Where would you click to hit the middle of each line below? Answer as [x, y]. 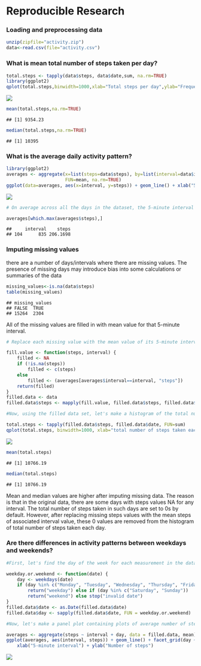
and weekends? [30, 551]
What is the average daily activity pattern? [69, 156]
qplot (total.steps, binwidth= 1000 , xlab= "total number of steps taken [96, 430]
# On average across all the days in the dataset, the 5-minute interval [100, 207]
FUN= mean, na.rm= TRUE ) [93, 180]
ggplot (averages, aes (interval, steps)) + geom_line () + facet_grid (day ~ [101, 640]
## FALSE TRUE [25, 308]
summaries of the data [34, 275]
